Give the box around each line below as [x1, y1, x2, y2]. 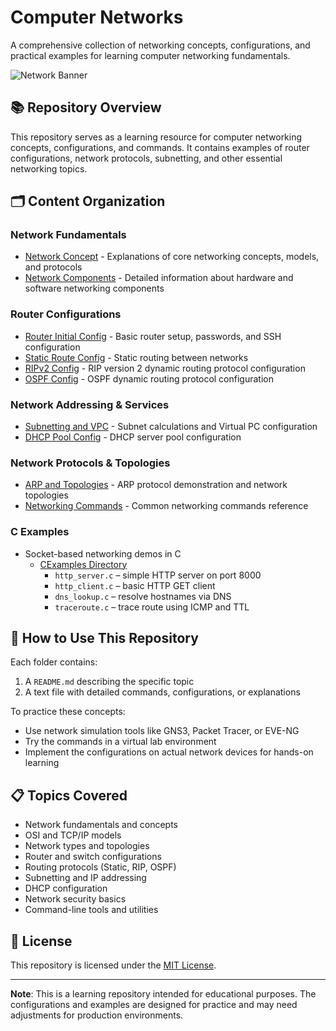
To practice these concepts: [10, 706, 126, 718]
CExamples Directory [39, 558, 128, 570]
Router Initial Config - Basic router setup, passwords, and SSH [24, 330, 282, 342]
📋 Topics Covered [10, 787, 128, 804]
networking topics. [10, 162, 88, 175]
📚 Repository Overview [10, 99, 162, 116]
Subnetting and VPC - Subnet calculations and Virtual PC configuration [24, 421, 318, 433]
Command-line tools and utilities [24, 904, 159, 916]
